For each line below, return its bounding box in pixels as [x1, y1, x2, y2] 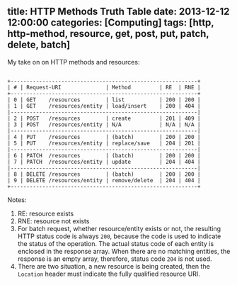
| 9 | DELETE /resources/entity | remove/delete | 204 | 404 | [7, 177, 201, 184]
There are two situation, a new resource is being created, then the [17, 262, 210, 270]
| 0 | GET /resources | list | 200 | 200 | [7, 96, 201, 104]
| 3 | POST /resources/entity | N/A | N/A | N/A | [7, 121, 201, 128]
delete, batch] [7, 39, 71, 51]
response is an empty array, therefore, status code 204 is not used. [17, 255, 212, 263]
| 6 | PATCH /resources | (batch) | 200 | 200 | [7, 152, 201, 159]
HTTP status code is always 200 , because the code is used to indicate [17, 232, 221, 240]
